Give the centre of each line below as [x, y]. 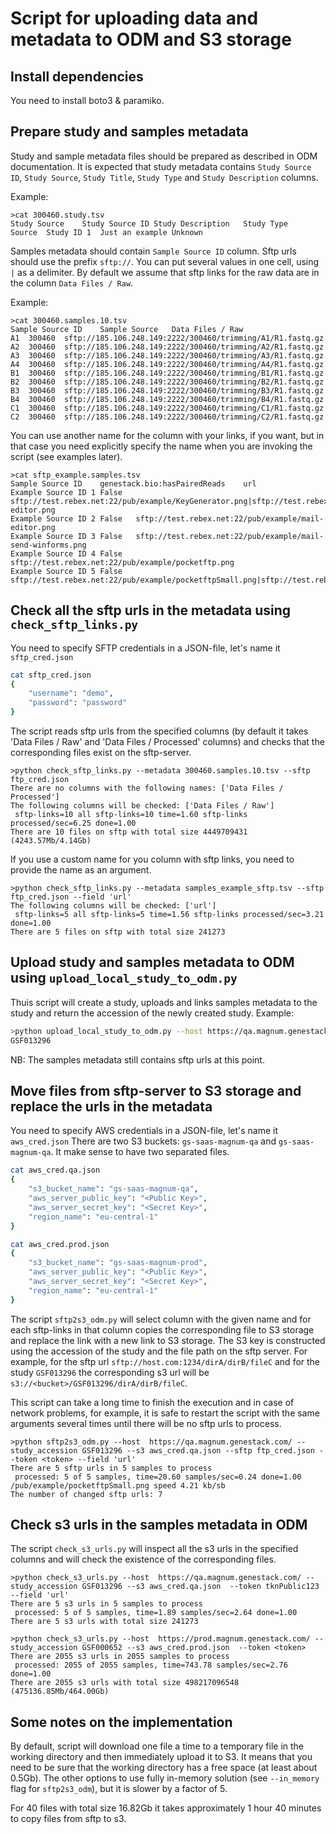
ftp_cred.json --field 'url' [71, 897]
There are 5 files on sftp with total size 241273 [118, 932]
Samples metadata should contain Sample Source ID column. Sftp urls [153, 251]
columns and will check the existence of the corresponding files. [143, 1559]
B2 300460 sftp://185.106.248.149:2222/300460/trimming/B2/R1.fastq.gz [167, 382]
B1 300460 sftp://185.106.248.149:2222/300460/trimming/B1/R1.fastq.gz [167, 373]
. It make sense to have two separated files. [140, 1152]
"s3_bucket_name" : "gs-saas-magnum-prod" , [118, 1263]
